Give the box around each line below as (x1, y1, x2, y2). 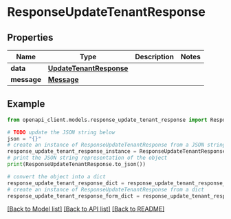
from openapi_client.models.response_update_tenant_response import (7, 116, 208, 123)
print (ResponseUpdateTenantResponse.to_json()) (7, 161, 146, 168)
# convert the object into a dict (7, 173, 107, 180)
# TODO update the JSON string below (7, 129, 115, 136)
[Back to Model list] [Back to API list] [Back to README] (7, 205, 165, 213)
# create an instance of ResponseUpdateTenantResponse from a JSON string (7, 142, 226, 149)
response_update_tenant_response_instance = (7, 148, 137, 155)
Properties (7, 32, 54, 43)
